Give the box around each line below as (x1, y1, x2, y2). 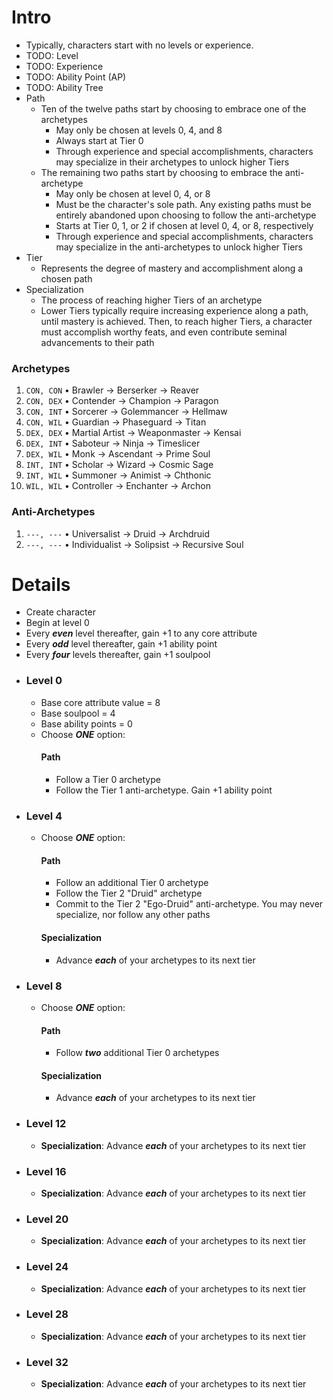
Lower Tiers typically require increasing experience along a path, (40, 304, 309, 316)
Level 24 (25, 1260, 69, 1274)
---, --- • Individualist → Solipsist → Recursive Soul (25, 538, 244, 550)
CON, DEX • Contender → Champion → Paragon (25, 395, 219, 407)
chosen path (40, 272, 93, 285)
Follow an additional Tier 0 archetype (55, 877, 209, 889)
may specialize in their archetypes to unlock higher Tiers (55, 156, 290, 168)
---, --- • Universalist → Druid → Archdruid (25, 527, 211, 540)
